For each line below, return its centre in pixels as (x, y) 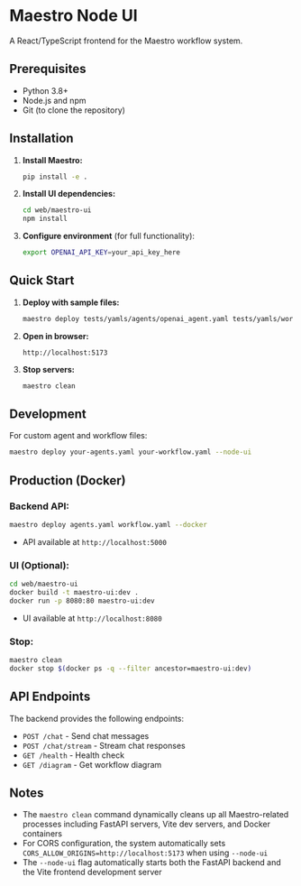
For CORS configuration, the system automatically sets (124, 844)
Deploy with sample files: (71, 302)
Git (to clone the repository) (74, 110)
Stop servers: (48, 369)
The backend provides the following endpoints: (97, 718)
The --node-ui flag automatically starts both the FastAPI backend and (151, 863)
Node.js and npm (54, 100)
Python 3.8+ (46, 90)
